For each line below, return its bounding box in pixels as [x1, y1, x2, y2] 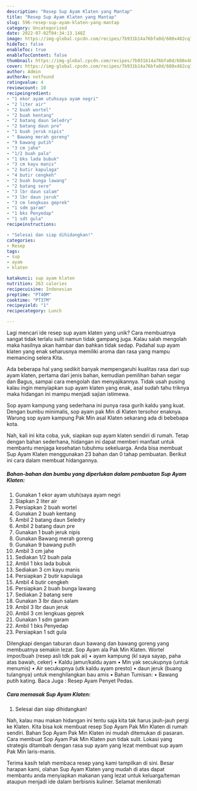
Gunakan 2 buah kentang [15, 510, 76, 517]
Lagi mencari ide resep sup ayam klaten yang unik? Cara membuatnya [6, 329, 176, 336]
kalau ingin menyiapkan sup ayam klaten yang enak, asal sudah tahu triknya [6, 384, 189, 391]
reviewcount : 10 [6, 85, 46, 91]
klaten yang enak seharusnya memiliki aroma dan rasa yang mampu [6, 348, 170, 355]
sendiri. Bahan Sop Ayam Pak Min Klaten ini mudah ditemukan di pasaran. [6, 729, 184, 736]
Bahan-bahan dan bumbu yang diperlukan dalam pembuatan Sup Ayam [6, 470, 186, 477]
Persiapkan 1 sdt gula [15, 628, 67, 635]
